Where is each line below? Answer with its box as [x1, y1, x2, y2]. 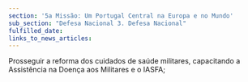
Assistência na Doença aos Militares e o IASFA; [8, 65, 166, 75]
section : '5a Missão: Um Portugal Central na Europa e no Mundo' [8, 11, 233, 20]
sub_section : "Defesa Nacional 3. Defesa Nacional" [8, 19, 186, 27]
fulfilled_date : [8, 27, 63, 35]
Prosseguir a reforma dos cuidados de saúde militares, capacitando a [8, 56, 241, 66]
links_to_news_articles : [8, 34, 92, 43]
